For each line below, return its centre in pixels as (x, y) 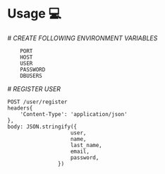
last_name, (86, 145)
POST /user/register (38, 102)
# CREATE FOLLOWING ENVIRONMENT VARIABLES (82, 38)
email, (80, 151)
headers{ (20, 108)
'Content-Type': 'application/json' (74, 114)
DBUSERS (31, 76)
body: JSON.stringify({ (42, 127)
